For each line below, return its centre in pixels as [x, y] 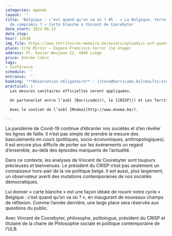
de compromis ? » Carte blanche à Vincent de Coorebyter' [73, 24]
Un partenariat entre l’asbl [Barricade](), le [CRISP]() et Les [81, 100]
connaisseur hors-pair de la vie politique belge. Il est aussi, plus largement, [84, 171]
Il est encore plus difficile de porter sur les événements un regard [74, 145]
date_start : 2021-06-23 [31, 29]
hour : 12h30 [18, 39]
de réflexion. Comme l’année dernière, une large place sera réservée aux [82, 203]
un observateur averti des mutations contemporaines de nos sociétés [79, 177]
